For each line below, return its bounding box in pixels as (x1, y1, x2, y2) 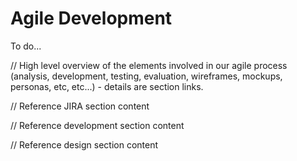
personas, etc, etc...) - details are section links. (10, 80, 204, 92)
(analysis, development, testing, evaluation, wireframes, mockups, (10, 70, 283, 82)
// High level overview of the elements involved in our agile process (10, 59, 288, 71)
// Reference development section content (10, 119, 185, 131)
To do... (10, 40, 42, 52)
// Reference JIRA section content (10, 100, 150, 112)
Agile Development (10, 7, 173, 30)
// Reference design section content (10, 138, 159, 151)
